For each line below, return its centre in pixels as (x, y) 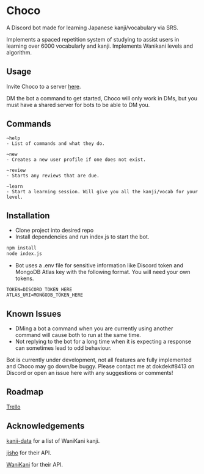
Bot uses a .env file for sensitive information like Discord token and (99, 265)
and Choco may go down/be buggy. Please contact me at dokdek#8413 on (100, 366)
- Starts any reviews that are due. (53, 176)
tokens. (24, 278)
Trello (13, 407)
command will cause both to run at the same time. (78, 335)
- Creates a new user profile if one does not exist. (76, 160)
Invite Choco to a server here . (44, 86)
